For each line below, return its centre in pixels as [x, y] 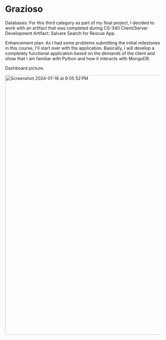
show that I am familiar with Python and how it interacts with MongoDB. [78, 58]
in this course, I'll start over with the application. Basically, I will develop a [80, 48]
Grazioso [24, 9]
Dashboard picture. [25, 68]
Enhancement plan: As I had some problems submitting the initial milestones [83, 42]
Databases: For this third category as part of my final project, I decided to [80, 23]
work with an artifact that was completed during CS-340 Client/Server [77, 28]
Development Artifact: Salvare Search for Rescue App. [61, 33]
